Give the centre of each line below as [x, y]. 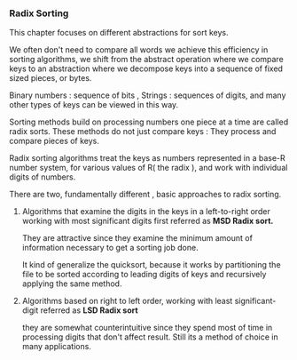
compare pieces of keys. [55, 141]
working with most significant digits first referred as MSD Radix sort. [148, 221]
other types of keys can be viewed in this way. [94, 105]
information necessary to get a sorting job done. [110, 248]
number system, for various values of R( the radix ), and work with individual [148, 168]
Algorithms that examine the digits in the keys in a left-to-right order [146, 212]
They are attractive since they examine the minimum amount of [137, 238]
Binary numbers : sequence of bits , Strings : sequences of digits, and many [148, 95]
